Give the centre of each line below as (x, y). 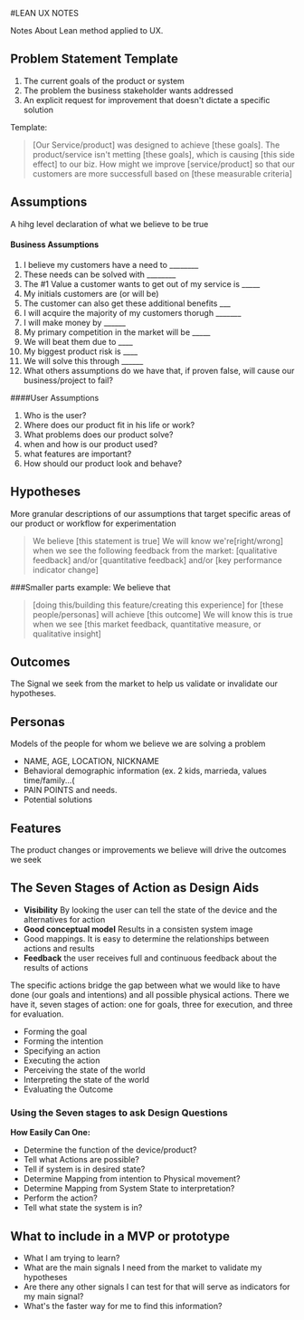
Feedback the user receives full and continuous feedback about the (150, 958)
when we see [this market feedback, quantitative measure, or (147, 624)
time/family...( (49, 780)
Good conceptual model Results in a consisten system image (138, 929)
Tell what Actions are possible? (81, 1160)
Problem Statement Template (95, 59)
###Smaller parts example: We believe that (90, 587)
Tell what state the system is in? (83, 1208)
